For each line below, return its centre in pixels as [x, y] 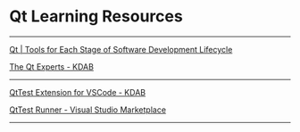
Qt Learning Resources [96, 16]
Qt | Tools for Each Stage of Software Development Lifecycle [121, 49]
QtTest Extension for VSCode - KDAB [77, 92]
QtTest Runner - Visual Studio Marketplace [88, 110]
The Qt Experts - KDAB [51, 66]
